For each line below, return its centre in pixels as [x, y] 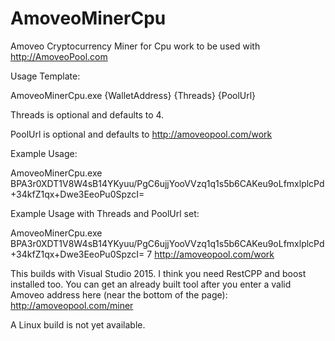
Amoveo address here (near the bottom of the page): [119, 294]
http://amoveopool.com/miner [72, 305]
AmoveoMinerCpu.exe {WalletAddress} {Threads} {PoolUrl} [133, 95]
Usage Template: [45, 76]
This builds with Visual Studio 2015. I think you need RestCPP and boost [158, 273]
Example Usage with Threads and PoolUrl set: [105, 213]
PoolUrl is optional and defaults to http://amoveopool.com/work [141, 134]
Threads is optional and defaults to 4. [87, 114]
